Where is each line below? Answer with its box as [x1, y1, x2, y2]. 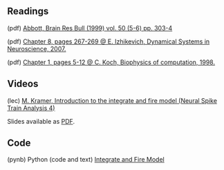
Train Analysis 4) [7, 104, 55, 112]
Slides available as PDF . [7, 117, 75, 125]
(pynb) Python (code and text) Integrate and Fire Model [7, 155, 165, 164]
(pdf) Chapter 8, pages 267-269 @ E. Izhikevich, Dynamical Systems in [7, 37, 210, 46]
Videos [7, 78, 39, 90]
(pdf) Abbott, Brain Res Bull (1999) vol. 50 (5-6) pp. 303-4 [7, 23, 173, 32]
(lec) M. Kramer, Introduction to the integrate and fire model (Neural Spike [7, 96, 218, 104]
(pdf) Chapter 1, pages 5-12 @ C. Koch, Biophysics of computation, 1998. [7, 58, 216, 66]
